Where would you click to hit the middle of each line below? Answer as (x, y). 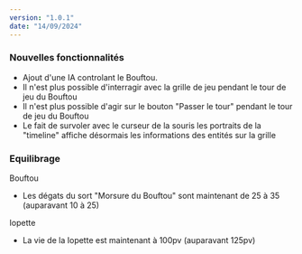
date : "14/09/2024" (46, 26)
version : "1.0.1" (42, 18)
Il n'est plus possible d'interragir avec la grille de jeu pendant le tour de (154, 87)
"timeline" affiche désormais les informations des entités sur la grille (149, 135)
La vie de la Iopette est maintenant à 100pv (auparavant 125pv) (139, 240)
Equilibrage (35, 158)
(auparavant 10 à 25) (61, 205)
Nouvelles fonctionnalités (67, 58)
